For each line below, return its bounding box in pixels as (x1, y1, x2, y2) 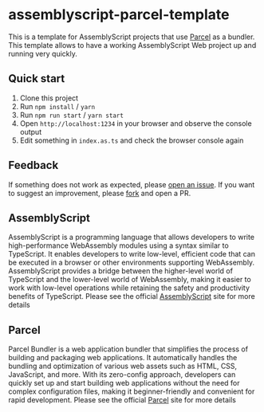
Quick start (8, 72, 65, 85)
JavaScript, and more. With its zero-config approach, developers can (8, 370, 236, 379)
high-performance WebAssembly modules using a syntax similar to (8, 241, 229, 250)
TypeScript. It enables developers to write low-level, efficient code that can (8, 249, 255, 259)
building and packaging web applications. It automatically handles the (8, 353, 238, 363)
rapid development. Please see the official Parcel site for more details (8, 395, 237, 405)
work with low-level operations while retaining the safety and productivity (8, 283, 250, 292)
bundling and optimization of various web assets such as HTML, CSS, (8, 361, 238, 371)
